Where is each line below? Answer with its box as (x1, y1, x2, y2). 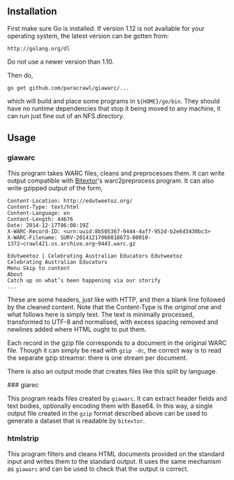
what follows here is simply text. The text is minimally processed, (7, 310, 194, 318)
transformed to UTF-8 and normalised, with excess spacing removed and (7, 318, 219, 326)
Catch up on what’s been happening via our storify (7, 276, 161, 284)
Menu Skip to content (7, 264, 71, 271)
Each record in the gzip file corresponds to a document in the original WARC (7, 339, 227, 347)
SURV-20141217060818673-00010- (60, 234, 152, 241)
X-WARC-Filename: (7, 234, 58, 241)
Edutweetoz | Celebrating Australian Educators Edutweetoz (7, 252, 183, 260)
